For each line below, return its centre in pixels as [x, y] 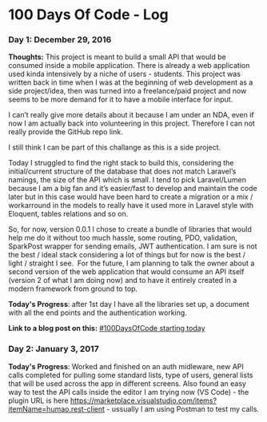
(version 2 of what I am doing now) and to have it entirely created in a [123, 281]
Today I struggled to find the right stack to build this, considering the [121, 163]
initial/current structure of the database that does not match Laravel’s [122, 171]
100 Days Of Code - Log [89, 15]
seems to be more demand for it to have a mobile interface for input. [121, 100]
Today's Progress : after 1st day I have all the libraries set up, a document [129, 305]
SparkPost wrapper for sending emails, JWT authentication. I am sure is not [133, 246]
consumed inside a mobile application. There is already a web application [129, 66]
